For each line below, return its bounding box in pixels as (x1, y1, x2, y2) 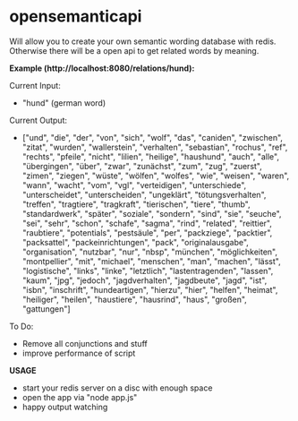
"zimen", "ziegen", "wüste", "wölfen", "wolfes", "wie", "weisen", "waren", (21, 170, 290, 181)
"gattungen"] (21, 303, 71, 314)
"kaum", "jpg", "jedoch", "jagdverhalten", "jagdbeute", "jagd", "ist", (21, 275, 268, 286)
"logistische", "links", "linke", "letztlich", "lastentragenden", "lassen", (21, 265, 274, 276)
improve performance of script (21, 348, 136, 358)
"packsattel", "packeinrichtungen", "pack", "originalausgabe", (21, 236, 249, 247)
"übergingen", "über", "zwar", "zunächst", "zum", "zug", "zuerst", (21, 160, 262, 171)
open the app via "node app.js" (21, 391, 138, 402)
